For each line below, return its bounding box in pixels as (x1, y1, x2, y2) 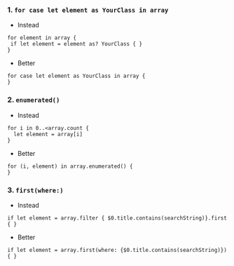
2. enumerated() (7, 95, 60, 105)
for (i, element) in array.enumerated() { (7, 163, 133, 170)
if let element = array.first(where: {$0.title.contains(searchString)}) (7, 246, 228, 253)
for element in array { (7, 34, 77, 41)
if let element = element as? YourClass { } (10, 41, 142, 48)
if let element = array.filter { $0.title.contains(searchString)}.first (7, 214, 228, 222)
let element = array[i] (13, 131, 83, 138)
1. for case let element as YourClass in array (7, 5, 169, 15)
